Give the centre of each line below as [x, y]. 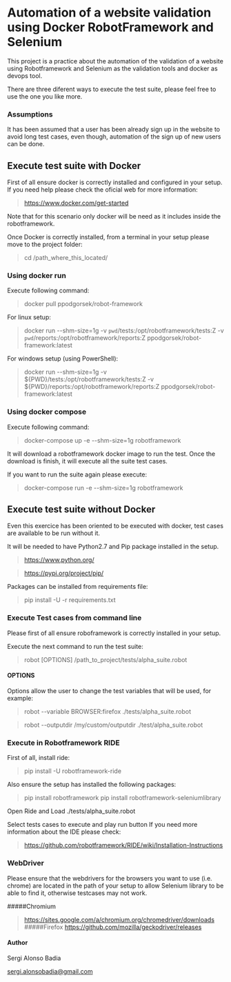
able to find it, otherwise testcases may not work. [77, 893]
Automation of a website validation [109, 13]
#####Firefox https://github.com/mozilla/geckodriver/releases [113, 927]
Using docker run [37, 275]
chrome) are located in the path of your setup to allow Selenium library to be [115, 885]
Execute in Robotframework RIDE [63, 743]
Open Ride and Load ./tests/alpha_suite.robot [71, 811]
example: [20, 698]
